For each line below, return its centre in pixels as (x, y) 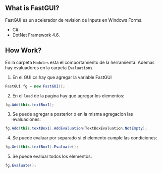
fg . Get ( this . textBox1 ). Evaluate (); (42, 147)
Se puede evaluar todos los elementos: (52, 156)
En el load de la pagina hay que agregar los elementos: (68, 95)
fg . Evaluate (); (21, 166)
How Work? (24, 51)
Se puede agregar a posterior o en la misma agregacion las (73, 114)
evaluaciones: (27, 119)
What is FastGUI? (32, 8)
